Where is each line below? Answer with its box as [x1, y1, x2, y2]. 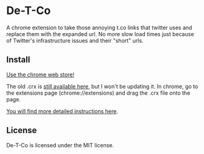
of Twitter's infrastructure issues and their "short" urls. [6, 37, 144, 44]
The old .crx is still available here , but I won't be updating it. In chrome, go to [6, 82, 199, 90]
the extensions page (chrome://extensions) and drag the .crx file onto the [6, 89, 191, 97]
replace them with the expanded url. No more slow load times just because [6, 30, 194, 37]
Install [6, 54, 30, 65]
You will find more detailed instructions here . [6, 108, 119, 115]
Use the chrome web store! [6, 71, 75, 78]
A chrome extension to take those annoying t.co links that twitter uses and [6, 24, 192, 31]
